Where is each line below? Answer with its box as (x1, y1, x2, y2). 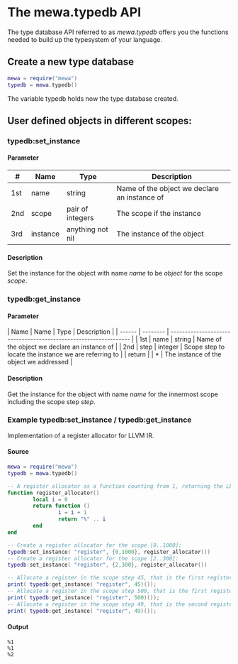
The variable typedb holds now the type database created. (7, 94, 178, 103)
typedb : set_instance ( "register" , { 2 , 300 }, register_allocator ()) (7, 562, 208, 569)
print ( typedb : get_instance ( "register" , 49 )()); (7, 607, 157, 614)
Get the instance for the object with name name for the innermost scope (7, 390, 218, 398)
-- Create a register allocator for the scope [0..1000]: (7, 541, 182, 549)
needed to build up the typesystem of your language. (7, 35, 163, 43)
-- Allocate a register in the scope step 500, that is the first (7, 587, 208, 595)
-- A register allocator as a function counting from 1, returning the (7, 482, 223, 490)
